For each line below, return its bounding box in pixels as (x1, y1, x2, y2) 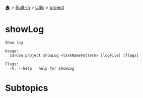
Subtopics (5, 83, 48, 94)
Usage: (5, 49, 19, 53)
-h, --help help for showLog (9, 66, 74, 71)
